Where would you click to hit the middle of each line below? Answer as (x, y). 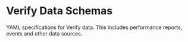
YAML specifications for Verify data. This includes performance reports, (94, 27)
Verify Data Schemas (59, 11)
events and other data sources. (44, 33)
